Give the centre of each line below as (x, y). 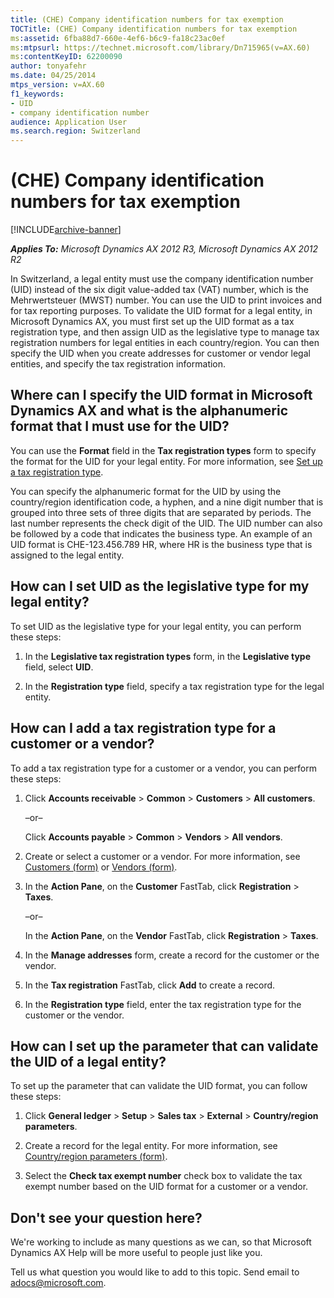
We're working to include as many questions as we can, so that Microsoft (161, 1242)
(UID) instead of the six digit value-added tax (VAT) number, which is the (159, 290)
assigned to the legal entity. (67, 555)
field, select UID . (59, 667)
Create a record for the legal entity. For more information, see (151, 1146)
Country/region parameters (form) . (96, 1157)
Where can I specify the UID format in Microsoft (161, 395)
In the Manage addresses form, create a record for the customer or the (172, 955)
